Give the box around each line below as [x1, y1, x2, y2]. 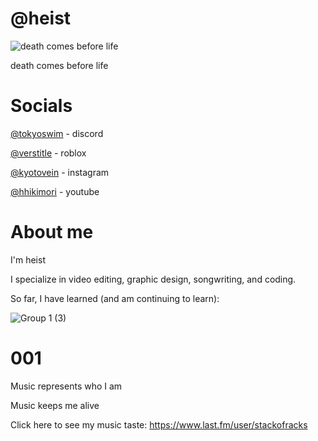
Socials [10, 95, 73, 117]
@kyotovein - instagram [10, 166, 110, 178]
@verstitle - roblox [10, 147, 87, 159]
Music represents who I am [10, 380, 123, 392]
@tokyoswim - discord [10, 127, 104, 139]
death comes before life [10, 59, 109, 71]
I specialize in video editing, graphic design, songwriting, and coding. [10, 273, 297, 285]
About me [10, 221, 94, 244]
